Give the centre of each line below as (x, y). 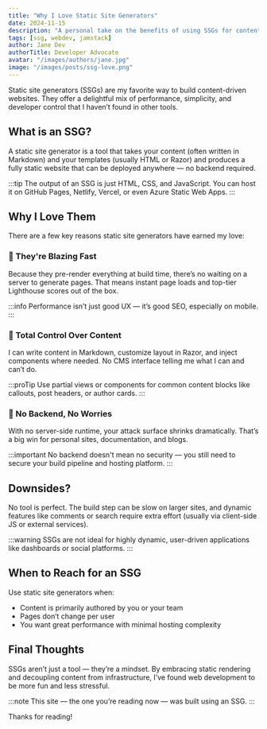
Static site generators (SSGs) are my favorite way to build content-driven (127, 90)
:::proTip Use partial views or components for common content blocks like (129, 384)
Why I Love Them (52, 217)
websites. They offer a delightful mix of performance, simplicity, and (120, 98)
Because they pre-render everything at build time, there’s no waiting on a (128, 273)
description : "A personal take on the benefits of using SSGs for (120, 30)
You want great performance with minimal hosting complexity (120, 624)
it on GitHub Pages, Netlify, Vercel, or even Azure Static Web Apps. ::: (122, 192)
